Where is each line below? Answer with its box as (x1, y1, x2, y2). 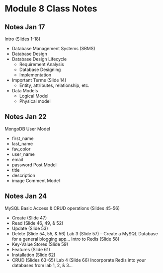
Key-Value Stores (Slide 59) (11, 241, 69, 247)
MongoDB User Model (4, 126, 50, 132)
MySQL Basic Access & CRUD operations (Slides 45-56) (4, 205, 120, 211)
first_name (11, 135, 34, 141)
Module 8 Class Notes (4, 3, 97, 14)
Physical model (19, 98, 51, 104)
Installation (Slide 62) (11, 252, 56, 258)
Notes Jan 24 (4, 192, 47, 201)
